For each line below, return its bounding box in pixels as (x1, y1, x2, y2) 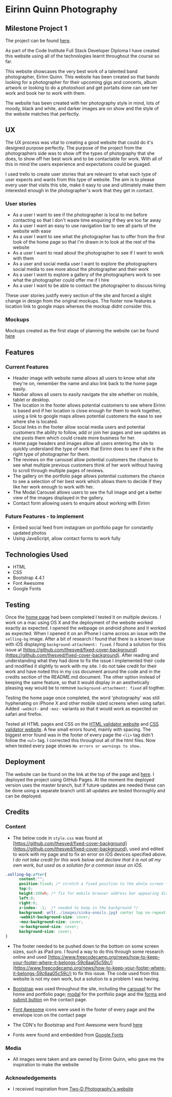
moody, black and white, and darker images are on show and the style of (5, 106, 159, 111)
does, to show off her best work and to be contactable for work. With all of (5, 155, 163, 162)
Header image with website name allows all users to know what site (12, 375, 156, 381)
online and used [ (12, 954, 50, 960)
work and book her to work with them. (5, 90, 86, 96)
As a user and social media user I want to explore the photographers (12, 261, 157, 267)
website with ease (12, 228, 51, 234)
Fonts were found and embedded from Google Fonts (12, 1031, 124, 1038)
